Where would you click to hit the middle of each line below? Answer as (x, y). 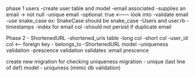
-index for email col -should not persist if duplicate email (103, 27)
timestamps (20, 27)
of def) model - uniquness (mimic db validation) (63, 68)
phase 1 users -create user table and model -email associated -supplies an (96, 8)
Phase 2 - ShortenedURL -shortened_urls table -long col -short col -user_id (97, 38)
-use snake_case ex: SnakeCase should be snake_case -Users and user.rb (96, 21)
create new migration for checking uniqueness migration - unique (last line (96, 61)
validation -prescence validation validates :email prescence (77, 50)
